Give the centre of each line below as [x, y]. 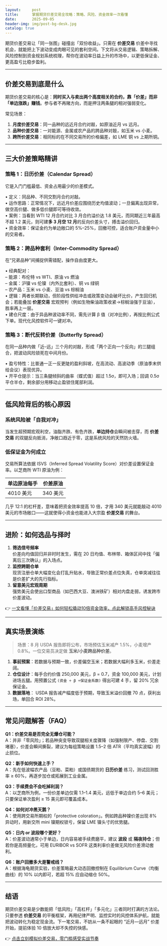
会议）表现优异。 [27, 370]
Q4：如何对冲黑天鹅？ [28, 809]
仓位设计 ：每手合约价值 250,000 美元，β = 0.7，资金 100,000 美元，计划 [87, 674]
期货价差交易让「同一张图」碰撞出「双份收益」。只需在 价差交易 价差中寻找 [82, 43]
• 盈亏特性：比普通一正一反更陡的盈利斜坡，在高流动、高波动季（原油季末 [81, 364]
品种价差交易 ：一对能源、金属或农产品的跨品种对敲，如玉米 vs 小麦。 [83, 130]
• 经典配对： [18, 271]
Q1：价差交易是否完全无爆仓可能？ [41, 734]
